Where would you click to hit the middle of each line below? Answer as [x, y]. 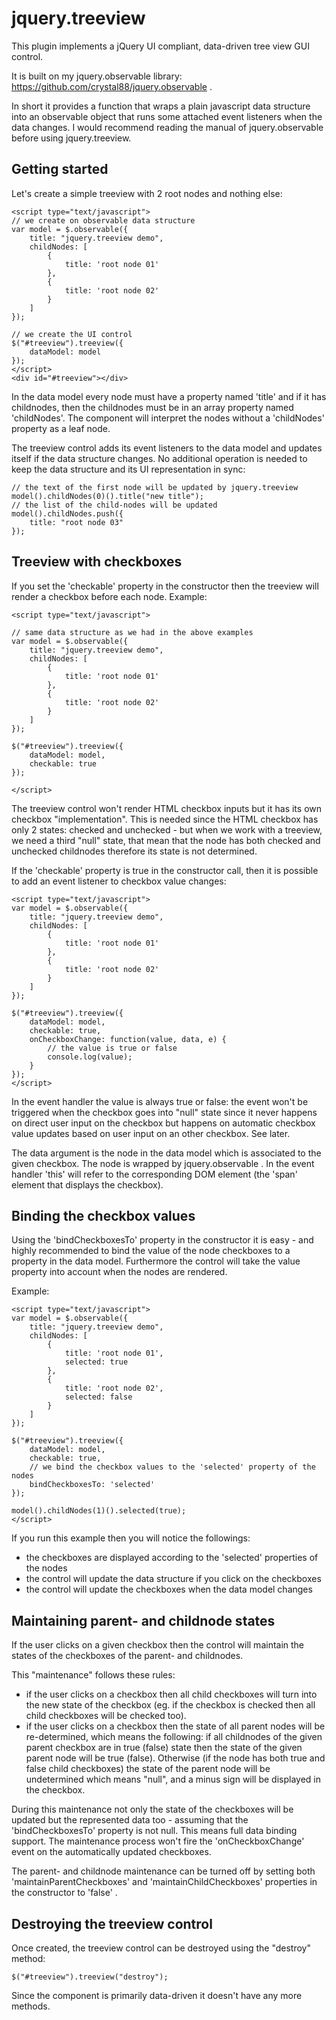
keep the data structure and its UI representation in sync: [128, 469]
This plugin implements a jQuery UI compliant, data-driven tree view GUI [160, 46]
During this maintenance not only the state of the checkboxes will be [152, 1809]
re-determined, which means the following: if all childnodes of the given [174, 1737]
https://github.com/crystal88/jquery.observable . [112, 86]
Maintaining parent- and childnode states [143, 1620]
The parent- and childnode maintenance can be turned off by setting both [163, 1871]
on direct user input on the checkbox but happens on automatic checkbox [163, 1123]
